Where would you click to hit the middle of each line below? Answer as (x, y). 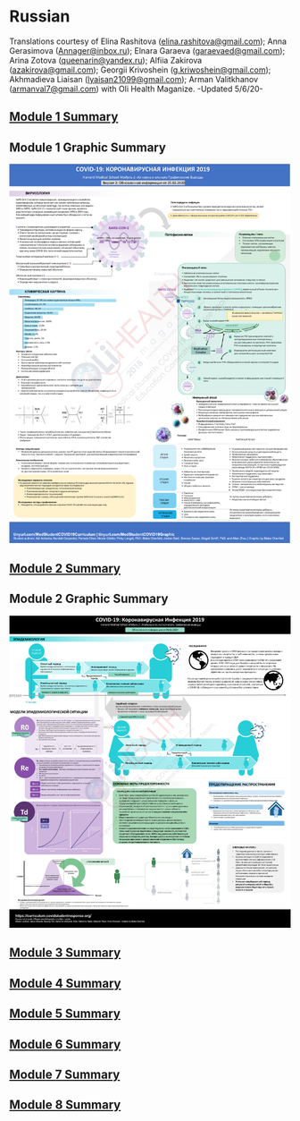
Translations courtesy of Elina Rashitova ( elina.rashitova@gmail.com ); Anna (148, 41)
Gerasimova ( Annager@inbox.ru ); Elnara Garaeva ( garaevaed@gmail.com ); (147, 50)
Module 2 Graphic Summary (89, 599)
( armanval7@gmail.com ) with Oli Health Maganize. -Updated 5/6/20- (136, 89)
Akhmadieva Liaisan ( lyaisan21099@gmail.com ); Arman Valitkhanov (134, 79)
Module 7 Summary (65, 1074)
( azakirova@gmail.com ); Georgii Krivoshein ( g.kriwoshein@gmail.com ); (140, 70)
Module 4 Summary (65, 983)
